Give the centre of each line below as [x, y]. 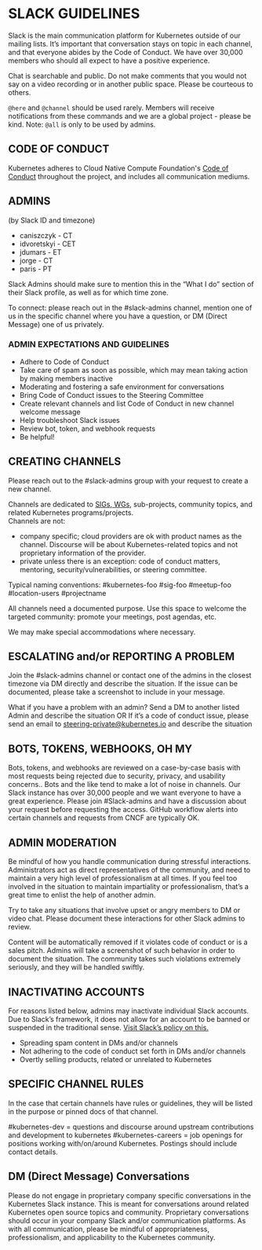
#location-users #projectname [57, 593]
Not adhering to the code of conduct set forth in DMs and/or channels [133, 1051]
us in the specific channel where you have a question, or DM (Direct [118, 316]
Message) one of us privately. [56, 324]
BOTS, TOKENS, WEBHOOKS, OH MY [100, 749]
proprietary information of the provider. [83, 553]
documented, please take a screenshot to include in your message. [116, 692]
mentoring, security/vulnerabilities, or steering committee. [113, 569]
